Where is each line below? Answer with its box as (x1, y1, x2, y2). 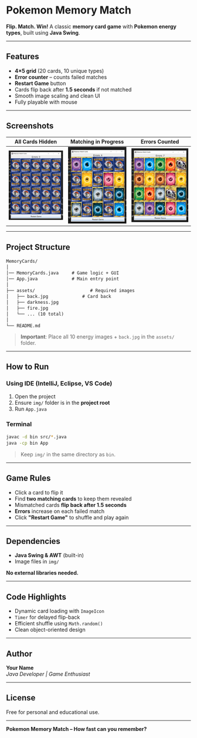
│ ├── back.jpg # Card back (6, 294, 111, 300)
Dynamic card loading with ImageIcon (14, 608, 104, 615)
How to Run (6, 362, 49, 372)
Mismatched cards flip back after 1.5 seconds (14, 501, 127, 508)
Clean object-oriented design (14, 626, 86, 634)
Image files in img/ (14, 558, 60, 565)
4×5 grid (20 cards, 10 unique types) (14, 67, 104, 74)
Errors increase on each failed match (14, 507, 104, 514)
